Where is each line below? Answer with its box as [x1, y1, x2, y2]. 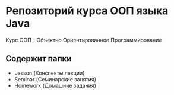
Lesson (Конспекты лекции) [14, 69, 85, 77]
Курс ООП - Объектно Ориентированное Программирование [5, 36, 162, 43]
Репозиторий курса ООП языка [5, 4, 169, 18]
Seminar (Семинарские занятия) [14, 75, 96, 83]
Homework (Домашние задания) [14, 82, 96, 89]
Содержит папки [5, 53, 72, 64]
